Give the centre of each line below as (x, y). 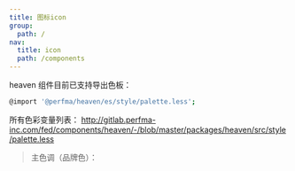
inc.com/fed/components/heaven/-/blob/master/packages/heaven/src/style (147, 129)
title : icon (39, 51)
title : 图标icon (38, 17)
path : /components (51, 58)
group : (21, 26)
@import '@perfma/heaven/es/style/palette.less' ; (103, 102)
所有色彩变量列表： (44, 120)
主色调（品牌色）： (64, 157)
